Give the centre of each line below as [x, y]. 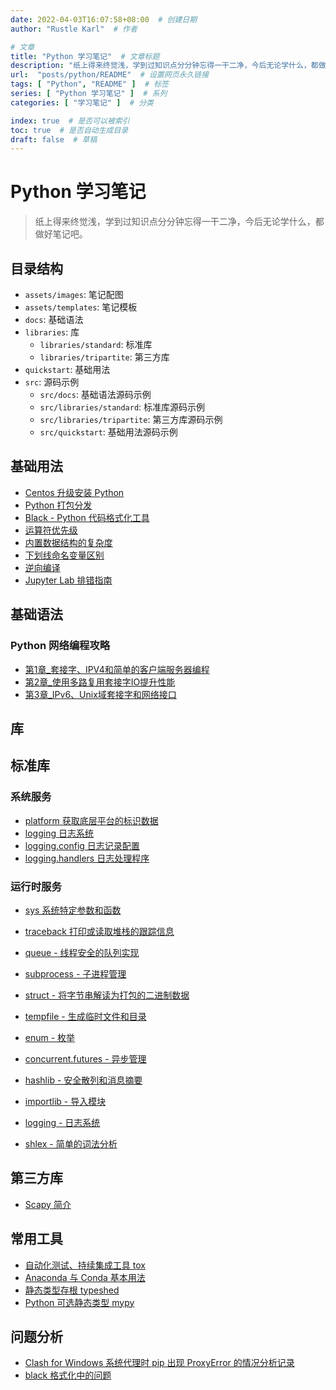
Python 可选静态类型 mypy [79, 1302]
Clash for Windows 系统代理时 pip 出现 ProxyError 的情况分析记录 [159, 1363]
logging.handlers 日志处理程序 [87, 858]
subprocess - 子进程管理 [75, 973]
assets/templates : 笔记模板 [81, 307]
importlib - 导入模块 [65, 1101]
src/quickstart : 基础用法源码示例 [108, 432]
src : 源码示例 [52, 382]
